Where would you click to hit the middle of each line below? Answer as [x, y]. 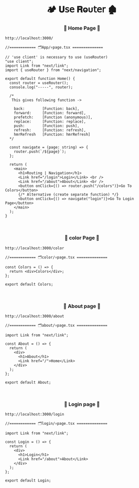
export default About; [28, 383]
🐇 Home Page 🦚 [82, 28]
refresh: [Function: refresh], [50, 130]
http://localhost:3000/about [35, 316]
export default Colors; [29, 284]
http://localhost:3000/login [35, 414]
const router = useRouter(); [39, 83]
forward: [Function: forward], [50, 113]
